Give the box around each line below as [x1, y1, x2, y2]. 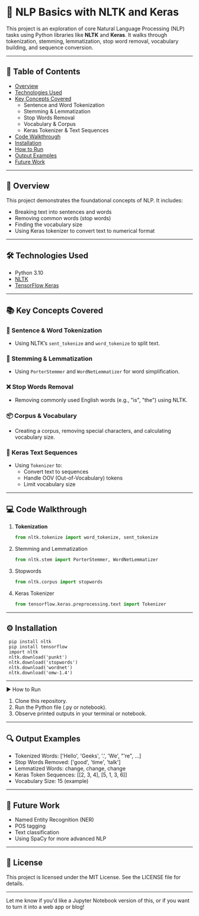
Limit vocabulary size [23, 481, 76, 488]
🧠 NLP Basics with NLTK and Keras [6, 5, 179, 19]
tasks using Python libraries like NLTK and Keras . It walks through [6, 31, 168, 38]
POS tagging [14, 822, 46, 829]
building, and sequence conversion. [6, 44, 94, 51]
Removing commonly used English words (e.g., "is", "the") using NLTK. [14, 396, 188, 403]
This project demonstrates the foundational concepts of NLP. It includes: [6, 196, 184, 204]
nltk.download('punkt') [8, 654, 68, 661]
